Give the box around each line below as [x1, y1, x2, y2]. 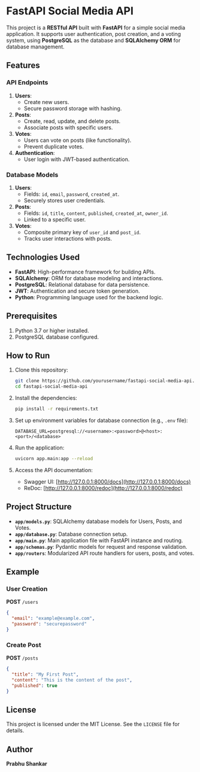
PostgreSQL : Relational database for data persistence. [14, 281, 150, 288]
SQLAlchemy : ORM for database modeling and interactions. [14, 274, 163, 282]
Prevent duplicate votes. [23, 142, 84, 150]
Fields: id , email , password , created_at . [23, 190, 120, 197]
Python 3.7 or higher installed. [14, 327, 89, 334]
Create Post [6, 640, 41, 649]
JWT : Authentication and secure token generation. [14, 287, 140, 294]
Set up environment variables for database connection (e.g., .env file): [14, 417, 188, 424]
